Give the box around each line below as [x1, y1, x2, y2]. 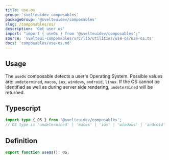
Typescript [5, 104, 41, 113]
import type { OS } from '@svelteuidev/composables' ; [5, 118, 123, 123]
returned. [5, 89, 25, 95]
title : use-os [5, 7, 36, 13]
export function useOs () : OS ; [5, 150, 70, 155]
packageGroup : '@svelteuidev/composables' [5, 17, 97, 22]
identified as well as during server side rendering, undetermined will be [5, 84, 153, 90]
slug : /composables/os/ [5, 21, 56, 27]
